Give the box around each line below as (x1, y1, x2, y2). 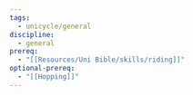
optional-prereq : (9, 64, 76, 73)
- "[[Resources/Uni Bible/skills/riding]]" (17, 55, 185, 64)
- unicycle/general (17, 22, 92, 31)
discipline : (9, 30, 55, 39)
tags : (9, 13, 30, 23)
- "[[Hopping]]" (17, 72, 79, 81)
